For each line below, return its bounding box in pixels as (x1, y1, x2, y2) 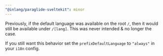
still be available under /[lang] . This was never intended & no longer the (5, 25, 152, 32)
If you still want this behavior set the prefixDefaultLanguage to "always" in (5, 40, 155, 46)
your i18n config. (5, 45, 40, 51)
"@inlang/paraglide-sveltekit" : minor (5, 7, 85, 12)
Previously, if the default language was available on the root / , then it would (5, 20, 159, 26)
